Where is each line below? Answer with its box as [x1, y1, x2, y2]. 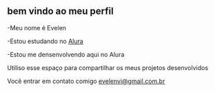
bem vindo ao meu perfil [7, 5, 114, 17]
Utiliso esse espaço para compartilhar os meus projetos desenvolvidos [7, 63, 209, 71]
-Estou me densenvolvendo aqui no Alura [7, 50, 125, 58]
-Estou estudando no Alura [7, 37, 84, 45]
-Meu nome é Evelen [7, 23, 67, 32]
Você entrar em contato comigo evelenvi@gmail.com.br [7, 77, 165, 85]
